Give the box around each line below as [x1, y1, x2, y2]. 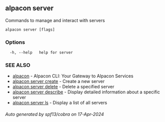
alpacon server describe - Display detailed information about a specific [12, 89, 160, 95]
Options [5, 39, 25, 46]
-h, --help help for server [10, 50, 73, 55]
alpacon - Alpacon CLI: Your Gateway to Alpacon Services [12, 73, 134, 79]
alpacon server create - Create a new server [12, 78, 105, 84]
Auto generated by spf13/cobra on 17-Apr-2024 [5, 111, 104, 117]
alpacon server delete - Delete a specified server [12, 84, 115, 90]
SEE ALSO [5, 62, 31, 69]
